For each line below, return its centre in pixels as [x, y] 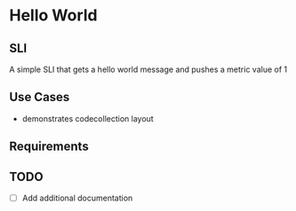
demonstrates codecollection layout [88, 118]
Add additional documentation [77, 198]
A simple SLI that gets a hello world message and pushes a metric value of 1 [148, 69]
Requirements [49, 147]
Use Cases [40, 97]
